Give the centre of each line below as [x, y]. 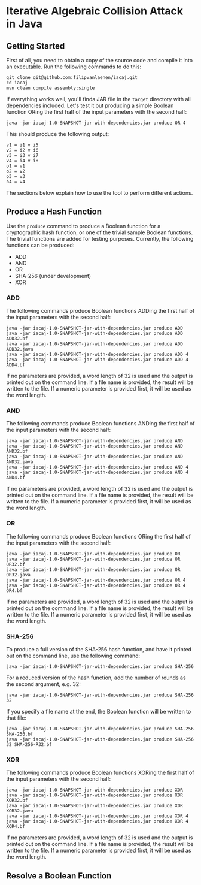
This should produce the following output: [58, 134]
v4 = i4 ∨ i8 [22, 161]
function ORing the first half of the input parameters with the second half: [97, 112]
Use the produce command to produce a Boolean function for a [83, 226]
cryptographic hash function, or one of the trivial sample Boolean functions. [100, 232]
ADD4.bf [16, 365]
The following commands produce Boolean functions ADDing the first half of [100, 311]
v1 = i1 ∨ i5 [22, 145]
